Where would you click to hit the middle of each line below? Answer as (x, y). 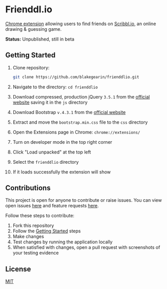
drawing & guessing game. (34, 29)
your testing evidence (36, 253)
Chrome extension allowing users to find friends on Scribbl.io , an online (81, 24)
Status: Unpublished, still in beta (40, 39)
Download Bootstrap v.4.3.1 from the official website (69, 112)
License (18, 269)
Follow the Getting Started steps (47, 231)
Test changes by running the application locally (62, 242)
